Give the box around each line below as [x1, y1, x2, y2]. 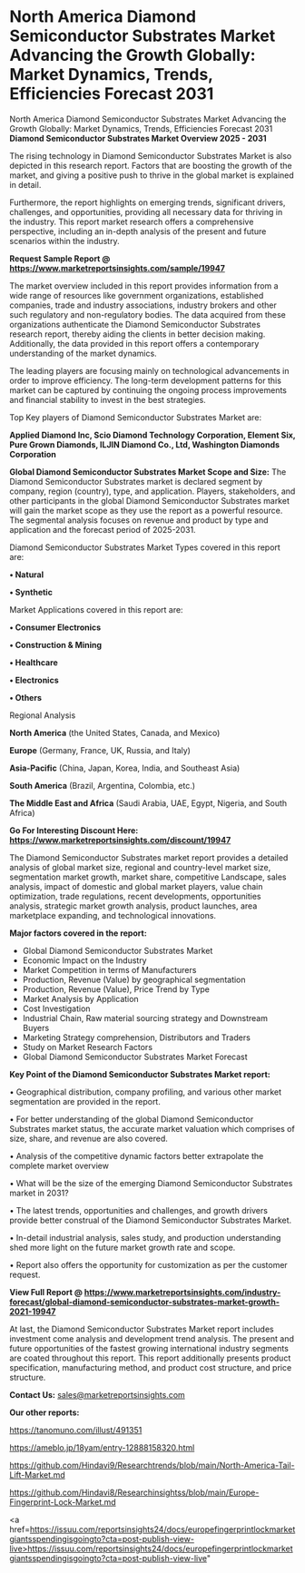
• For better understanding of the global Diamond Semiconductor [9, 1114, 254, 1125]
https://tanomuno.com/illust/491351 [9, 1424, 143, 1435]
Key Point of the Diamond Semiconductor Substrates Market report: [9, 1068, 271, 1079]
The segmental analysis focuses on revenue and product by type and [9, 515, 269, 526]
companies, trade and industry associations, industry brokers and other [9, 300, 277, 310]
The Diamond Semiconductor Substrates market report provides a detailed [9, 851, 289, 863]
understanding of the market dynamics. [9, 348, 157, 359]
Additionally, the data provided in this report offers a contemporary [9, 338, 260, 349]
